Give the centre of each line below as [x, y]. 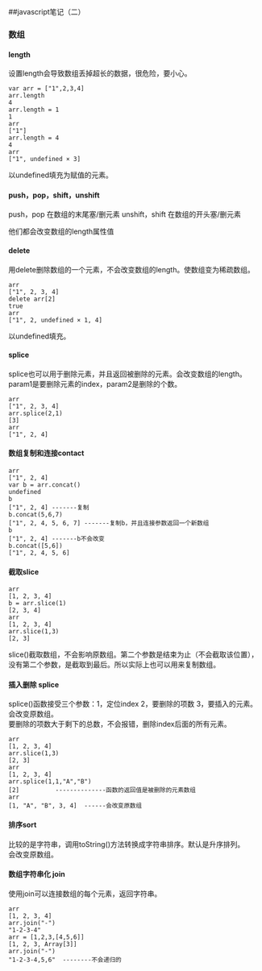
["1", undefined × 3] [45, 160]
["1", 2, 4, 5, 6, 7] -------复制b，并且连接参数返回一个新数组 [109, 523]
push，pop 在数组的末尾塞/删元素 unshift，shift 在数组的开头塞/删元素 [125, 214]
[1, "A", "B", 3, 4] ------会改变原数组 [75, 806]
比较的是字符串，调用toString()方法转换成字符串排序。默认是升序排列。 [127, 844]
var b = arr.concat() [45, 485]
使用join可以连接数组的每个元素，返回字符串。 [85, 894]
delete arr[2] [32, 299]
